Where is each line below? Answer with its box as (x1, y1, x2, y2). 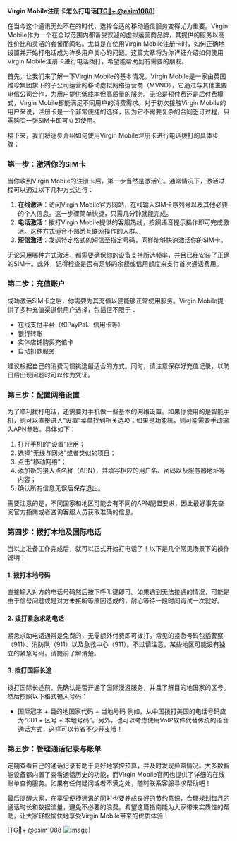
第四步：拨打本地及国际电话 (7, 527, 102, 537)
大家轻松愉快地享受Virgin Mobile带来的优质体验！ (25, 811, 169, 821)
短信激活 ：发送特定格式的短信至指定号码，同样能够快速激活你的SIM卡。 (17, 236, 227, 244)
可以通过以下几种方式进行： (13, 186, 94, 194)
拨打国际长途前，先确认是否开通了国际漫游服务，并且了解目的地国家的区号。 (7, 683, 230, 691)
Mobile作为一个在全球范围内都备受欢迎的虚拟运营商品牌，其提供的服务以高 (7, 31, 225, 39)
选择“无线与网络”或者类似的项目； (17, 448, 116, 457)
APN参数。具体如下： (13, 425, 76, 433)
